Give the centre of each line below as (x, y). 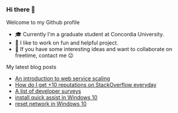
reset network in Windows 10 (51, 104)
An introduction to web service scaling (62, 79)
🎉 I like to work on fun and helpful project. (67, 43)
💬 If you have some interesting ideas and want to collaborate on (93, 49)
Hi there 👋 (21, 10)
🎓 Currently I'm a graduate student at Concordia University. (90, 34)
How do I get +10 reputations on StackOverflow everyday (86, 85)
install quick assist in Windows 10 (56, 98)
